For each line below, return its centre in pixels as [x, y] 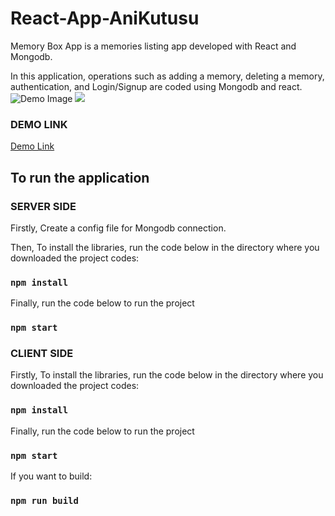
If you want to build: [51, 476]
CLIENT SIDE [42, 354]
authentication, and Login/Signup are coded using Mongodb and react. [156, 86]
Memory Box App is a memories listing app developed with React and [153, 46]
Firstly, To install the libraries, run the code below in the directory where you [167, 375]
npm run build [44, 500]
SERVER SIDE [43, 206]
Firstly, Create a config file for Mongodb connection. [118, 228]
